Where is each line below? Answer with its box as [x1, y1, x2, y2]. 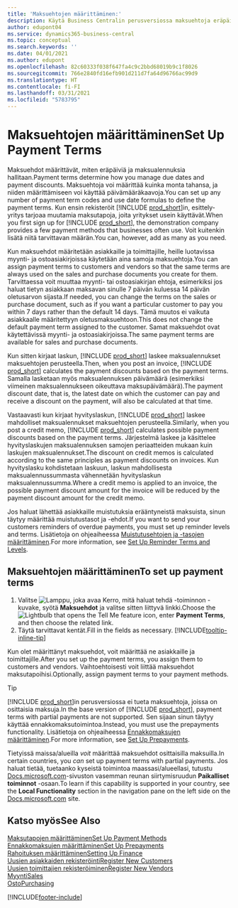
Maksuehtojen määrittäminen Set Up [7, 127, 225, 143]
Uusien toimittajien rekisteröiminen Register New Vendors [7, 864, 174, 872]
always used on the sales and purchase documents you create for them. [7, 269, 218, 278]
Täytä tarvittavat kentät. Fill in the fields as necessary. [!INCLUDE [17, 626, 207, 634]
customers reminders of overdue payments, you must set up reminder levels [7, 522, 230, 531]
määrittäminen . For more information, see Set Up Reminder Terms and [7, 537, 210, 546]
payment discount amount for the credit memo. [7, 493, 145, 502]
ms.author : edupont [7, 57, 65, 64]
